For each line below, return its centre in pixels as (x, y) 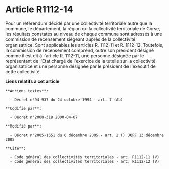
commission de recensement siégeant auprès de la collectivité (70, 39)
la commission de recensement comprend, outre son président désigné (80, 50)
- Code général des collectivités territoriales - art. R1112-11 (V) (85, 157)
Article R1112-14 (39, 9)
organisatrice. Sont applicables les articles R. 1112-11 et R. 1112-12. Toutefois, (85, 45)
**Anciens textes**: (27, 91)
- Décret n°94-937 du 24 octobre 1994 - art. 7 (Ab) (67, 100)
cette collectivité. (23, 71)
